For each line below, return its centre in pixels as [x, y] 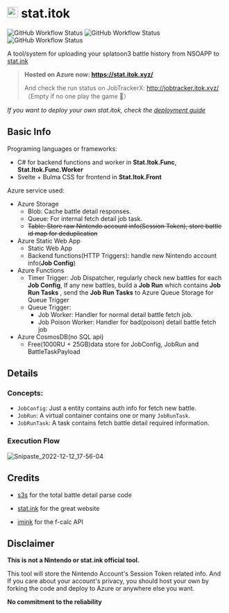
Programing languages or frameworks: [62, 149]
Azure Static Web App [49, 240]
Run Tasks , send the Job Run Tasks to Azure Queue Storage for [120, 292]
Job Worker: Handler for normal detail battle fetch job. [115, 314]
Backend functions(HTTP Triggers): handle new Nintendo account [122, 255]
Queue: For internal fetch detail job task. [85, 218]
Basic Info [29, 132]
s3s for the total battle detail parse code [74, 495]
